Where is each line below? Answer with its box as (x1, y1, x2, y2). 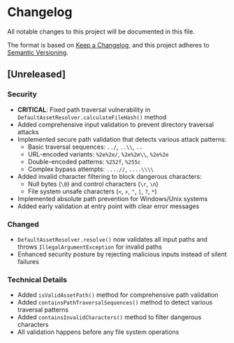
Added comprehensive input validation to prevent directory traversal (17, 120, 214, 129)
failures (17, 257, 40, 265)
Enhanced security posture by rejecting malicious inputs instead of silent (17, 249, 227, 258)
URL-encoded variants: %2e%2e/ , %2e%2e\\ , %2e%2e (27, 149, 169, 158)
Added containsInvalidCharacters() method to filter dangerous (17, 313, 202, 321)
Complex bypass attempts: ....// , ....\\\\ (27, 165, 154, 173)
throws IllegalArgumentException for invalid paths (17, 242, 162, 251)
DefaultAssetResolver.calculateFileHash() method (17, 112, 167, 121)
